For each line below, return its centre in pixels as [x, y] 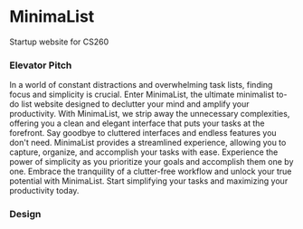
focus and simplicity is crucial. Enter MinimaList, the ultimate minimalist [142, 95]
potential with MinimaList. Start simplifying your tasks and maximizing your [149, 181]
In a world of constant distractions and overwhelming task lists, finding [141, 85]
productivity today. [44, 191]
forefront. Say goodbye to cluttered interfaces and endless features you [143, 133]
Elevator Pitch [41, 65]
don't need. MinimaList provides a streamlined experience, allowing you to [148, 143]
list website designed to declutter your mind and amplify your [136, 104]
